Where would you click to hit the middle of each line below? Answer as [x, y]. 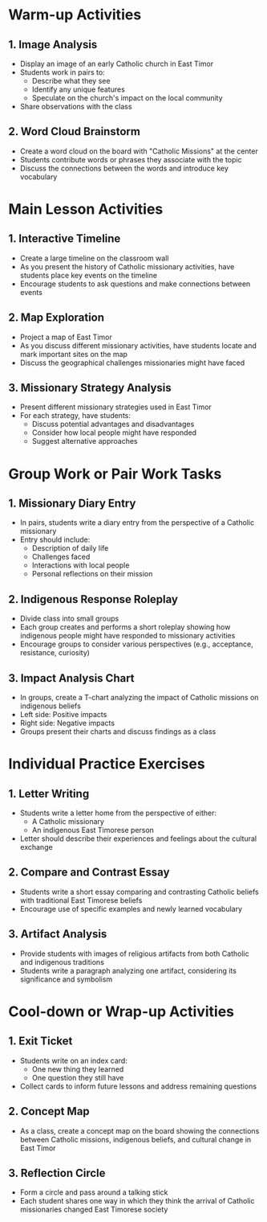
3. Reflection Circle [57, 1173]
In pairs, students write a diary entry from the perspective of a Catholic [137, 523]
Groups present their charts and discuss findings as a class [118, 732]
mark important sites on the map [74, 354]
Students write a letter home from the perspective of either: [118, 813]
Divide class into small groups [69, 619]
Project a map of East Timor [66, 337]
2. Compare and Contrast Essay [89, 873]
